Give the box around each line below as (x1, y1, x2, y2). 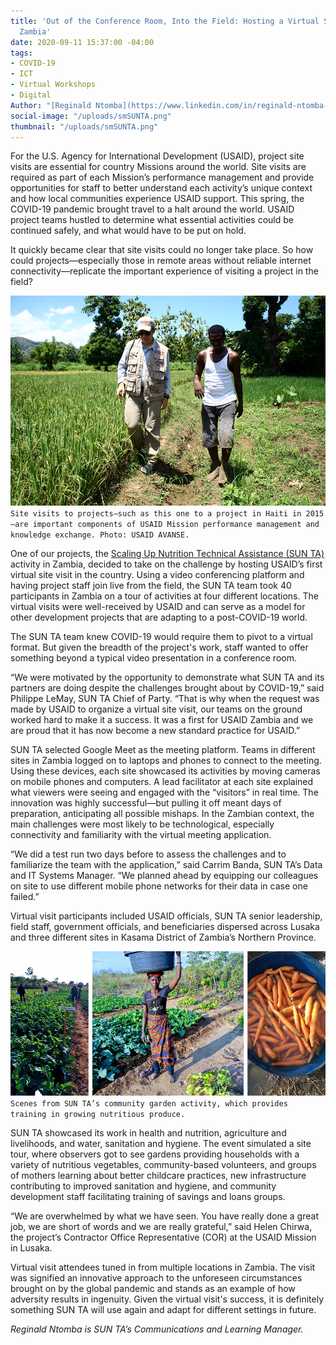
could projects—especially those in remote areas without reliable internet (10, 255, 312, 267)
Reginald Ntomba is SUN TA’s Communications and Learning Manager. (10, 1323, 304, 1335)
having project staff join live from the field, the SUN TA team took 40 (10, 580, 292, 592)
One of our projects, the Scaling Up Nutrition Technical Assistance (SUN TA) (10, 548, 325, 560)
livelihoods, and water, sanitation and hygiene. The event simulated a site (10, 1138, 312, 1150)
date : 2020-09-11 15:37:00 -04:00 (10, 37, 155, 47)
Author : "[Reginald (10, 100, 92, 110)
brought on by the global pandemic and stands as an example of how (10, 1283, 296, 1295)
